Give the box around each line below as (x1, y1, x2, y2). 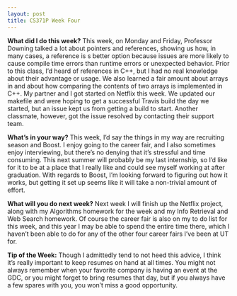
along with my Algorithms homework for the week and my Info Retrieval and (7, 207, 229, 215)
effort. (7, 186, 26, 194)
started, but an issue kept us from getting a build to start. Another (7, 104, 198, 113)
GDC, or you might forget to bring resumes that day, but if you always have (7, 273, 226, 282)
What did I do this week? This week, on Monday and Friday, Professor (7, 36, 213, 45)
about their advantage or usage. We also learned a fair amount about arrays (7, 74, 229, 82)
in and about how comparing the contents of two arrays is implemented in (7, 81, 223, 90)
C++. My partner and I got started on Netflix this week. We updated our (7, 89, 216, 98)
